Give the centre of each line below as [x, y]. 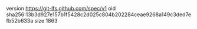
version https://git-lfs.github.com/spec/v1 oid [61, 8]
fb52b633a [20, 21]
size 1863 [46, 21]
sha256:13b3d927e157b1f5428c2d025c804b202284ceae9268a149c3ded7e [99, 14]
